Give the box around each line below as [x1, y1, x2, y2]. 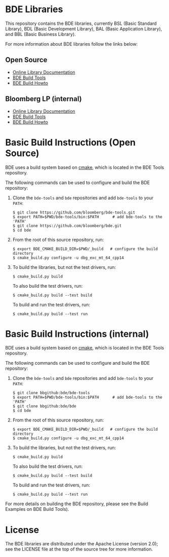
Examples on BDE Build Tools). [5, 506, 69, 512]
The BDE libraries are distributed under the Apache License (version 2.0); [5, 541, 158, 547]
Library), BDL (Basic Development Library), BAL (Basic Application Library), [5, 25, 162, 31]
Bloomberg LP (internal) [5, 95, 82, 103]
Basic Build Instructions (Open [5, 136, 136, 148]
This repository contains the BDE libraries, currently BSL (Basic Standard [5, 20, 157, 26]
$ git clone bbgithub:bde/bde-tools [12, 391, 90, 396]
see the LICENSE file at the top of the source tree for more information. [5, 546, 153, 552]
